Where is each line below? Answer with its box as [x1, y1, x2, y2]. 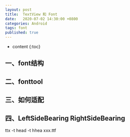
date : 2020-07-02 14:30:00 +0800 [5, 16, 78, 21]
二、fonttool [5, 77, 43, 86]
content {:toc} [12, 44, 41, 49]
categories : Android [5, 21, 48, 26]
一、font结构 [5, 59, 44, 68]
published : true [5, 30, 38, 35]
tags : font [5, 26, 28, 31]
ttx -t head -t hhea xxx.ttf [5, 127, 57, 133]
